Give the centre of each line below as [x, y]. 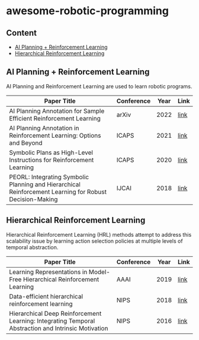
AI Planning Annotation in [44, 128]
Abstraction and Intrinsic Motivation [59, 328]
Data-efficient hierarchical [46, 296]
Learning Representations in [48, 272]
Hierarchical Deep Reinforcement [55, 313]
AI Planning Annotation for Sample [57, 111]
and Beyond [26, 142]
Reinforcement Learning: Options [55, 135]
